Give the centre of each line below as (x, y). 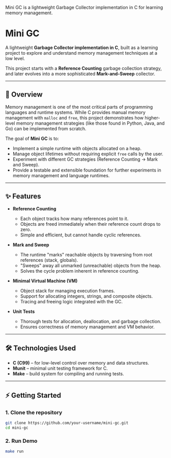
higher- (152, 117)
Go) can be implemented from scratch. (46, 128)
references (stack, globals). (49, 260)
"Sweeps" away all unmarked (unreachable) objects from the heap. (91, 266)
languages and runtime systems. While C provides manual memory (76, 112)
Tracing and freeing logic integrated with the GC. (72, 301)
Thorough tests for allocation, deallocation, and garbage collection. (91, 321)
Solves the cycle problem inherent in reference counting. (80, 271)
